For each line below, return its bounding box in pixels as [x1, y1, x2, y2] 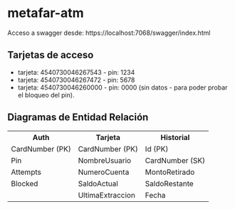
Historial [160, 132, 190, 142]
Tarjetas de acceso [7, 49, 94, 61]
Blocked [11, 178, 38, 188]
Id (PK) [145, 144, 169, 154]
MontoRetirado [145, 167, 195, 177]
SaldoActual [78, 178, 119, 188]
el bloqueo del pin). [17, 90, 75, 99]
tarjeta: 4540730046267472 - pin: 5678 [17, 75, 135, 84]
